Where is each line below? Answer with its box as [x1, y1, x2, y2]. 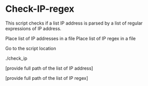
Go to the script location [5, 45, 56, 51]
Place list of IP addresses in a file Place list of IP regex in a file [5, 35, 136, 41]
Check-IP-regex [5, 3, 74, 15]
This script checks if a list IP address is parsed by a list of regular [5, 20, 143, 26]
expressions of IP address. [5, 25, 61, 31]
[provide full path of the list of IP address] [5, 65, 93, 71]
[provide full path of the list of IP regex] [5, 75, 89, 81]
